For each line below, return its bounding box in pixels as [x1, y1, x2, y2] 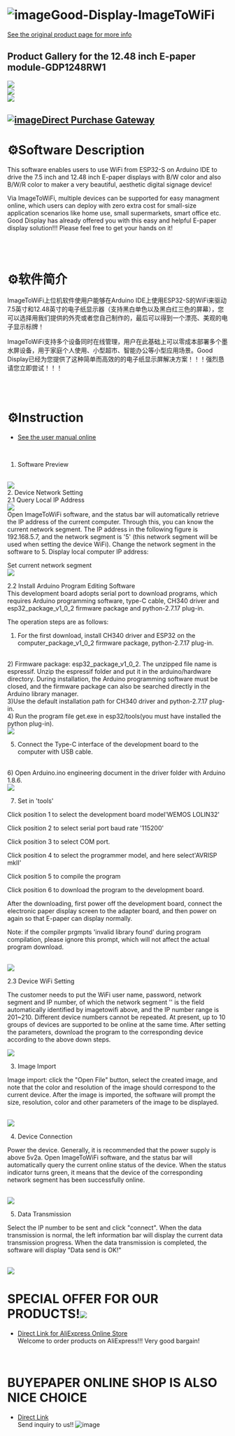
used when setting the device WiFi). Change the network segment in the [7, 540, 216, 548]
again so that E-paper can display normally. [7, 914, 133, 922]
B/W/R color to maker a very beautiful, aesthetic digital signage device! [7, 180, 212, 189]
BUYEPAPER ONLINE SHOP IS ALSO [7, 1375, 218, 1391]
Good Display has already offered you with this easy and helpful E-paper [7, 216, 217, 225]
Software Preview [17, 460, 69, 468]
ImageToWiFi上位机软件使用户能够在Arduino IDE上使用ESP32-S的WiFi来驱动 [7, 296, 227, 305]
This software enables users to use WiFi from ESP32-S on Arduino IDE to [7, 166, 218, 174]
